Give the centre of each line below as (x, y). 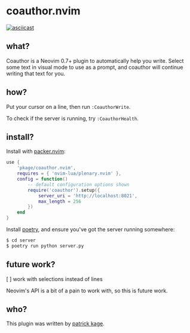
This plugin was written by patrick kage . (55, 323)
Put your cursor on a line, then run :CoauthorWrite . (68, 106)
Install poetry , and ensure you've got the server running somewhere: (91, 229)
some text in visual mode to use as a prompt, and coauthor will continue (95, 67)
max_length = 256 (60, 201)
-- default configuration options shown (79, 184)
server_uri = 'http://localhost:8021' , (88, 195)
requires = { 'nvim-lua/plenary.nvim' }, (69, 174)
